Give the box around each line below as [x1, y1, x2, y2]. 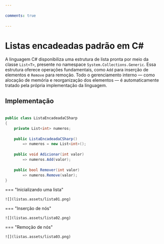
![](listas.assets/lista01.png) [5, 197, 71, 202]
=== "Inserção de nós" [5, 206, 51, 212]
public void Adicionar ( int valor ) [14, 152, 84, 157]
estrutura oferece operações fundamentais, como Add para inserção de [5, 67, 148, 73]
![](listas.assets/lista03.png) [5, 234, 71, 240]
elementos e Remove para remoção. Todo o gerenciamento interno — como [5, 72, 155, 78]
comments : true [5, 13, 36, 18]
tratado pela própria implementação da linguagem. [5, 83, 107, 89]
